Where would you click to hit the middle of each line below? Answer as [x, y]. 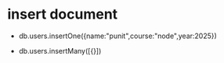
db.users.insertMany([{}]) [60, 51]
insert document [63, 14]
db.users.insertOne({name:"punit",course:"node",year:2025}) [117, 36]
